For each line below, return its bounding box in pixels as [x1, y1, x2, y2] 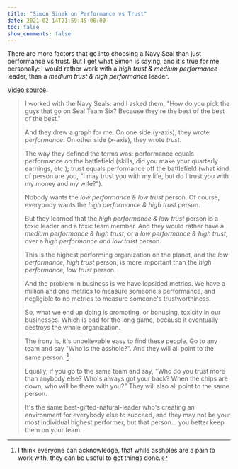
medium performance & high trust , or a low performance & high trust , [24, 229, 228, 238]
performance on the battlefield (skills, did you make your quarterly [24, 157, 218, 166]
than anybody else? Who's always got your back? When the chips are [24, 374, 228, 383]
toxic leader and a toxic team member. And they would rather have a [24, 222, 225, 231]
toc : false [7, 23, 40, 30]
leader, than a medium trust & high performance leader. [7, 72, 170, 81]
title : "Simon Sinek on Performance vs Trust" [7, 10, 147, 18]
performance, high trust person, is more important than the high [24, 258, 212, 267]
